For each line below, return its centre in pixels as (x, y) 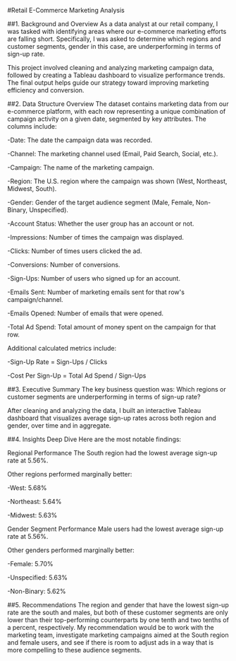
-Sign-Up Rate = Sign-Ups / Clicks (57, 362)
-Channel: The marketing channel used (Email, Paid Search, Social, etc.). (113, 154)
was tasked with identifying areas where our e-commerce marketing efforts (117, 31)
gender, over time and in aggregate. (59, 426)
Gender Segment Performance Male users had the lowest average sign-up (116, 529)
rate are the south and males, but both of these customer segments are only (118, 612)
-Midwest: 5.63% (32, 515)
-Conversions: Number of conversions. (64, 265)
